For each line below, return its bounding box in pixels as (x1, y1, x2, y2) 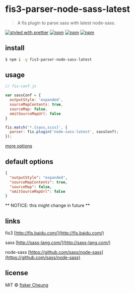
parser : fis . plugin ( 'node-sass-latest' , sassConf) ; (9, 129, 119, 134)
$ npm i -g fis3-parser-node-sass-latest (5, 57, 92, 62)
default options (5, 157, 54, 166)
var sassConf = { (5, 93, 41, 98)
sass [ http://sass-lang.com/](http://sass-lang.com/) (5, 239, 111, 246)
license (5, 269, 28, 277)
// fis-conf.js (5, 84, 37, 89)
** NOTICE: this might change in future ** (5, 202, 90, 209)
